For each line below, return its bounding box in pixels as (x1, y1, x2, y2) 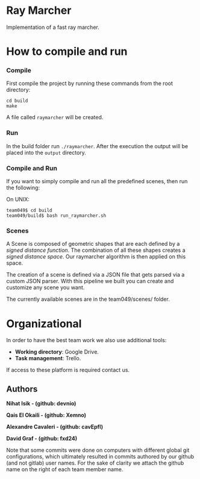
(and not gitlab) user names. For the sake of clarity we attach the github (6, 459, 184, 467)
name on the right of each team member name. (6, 466, 123, 473)
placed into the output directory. (6, 149, 86, 156)
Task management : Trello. (14, 355, 81, 362)
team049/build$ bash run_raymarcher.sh (6, 213, 107, 219)
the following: (6, 184, 40, 192)
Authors (6, 384, 38, 394)
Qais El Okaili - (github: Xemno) (6, 412, 86, 419)
